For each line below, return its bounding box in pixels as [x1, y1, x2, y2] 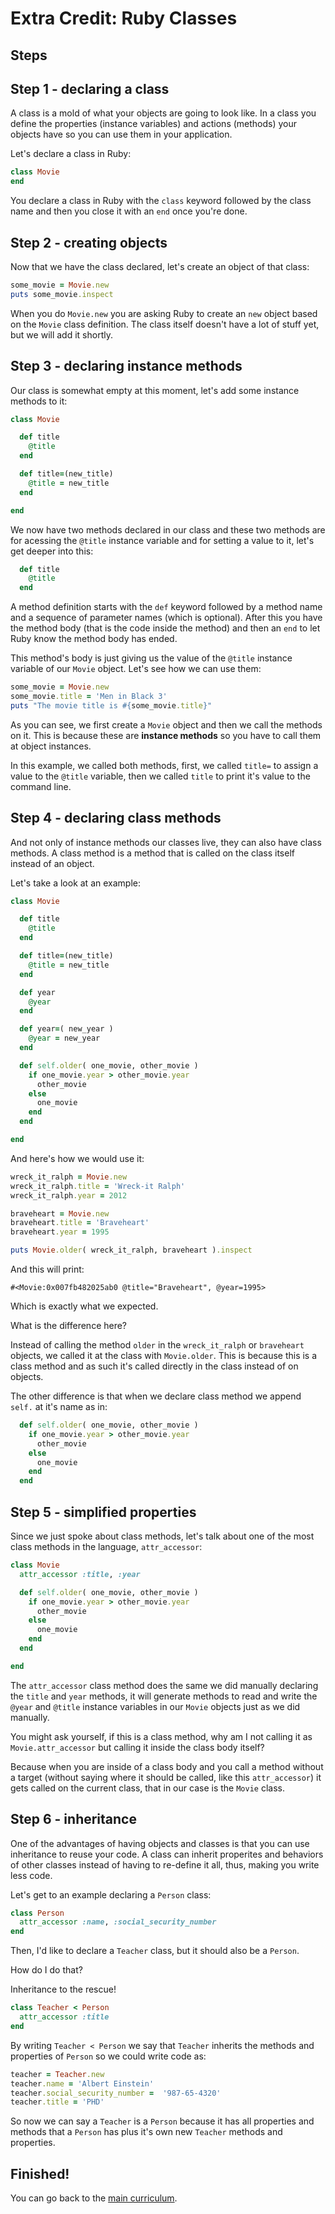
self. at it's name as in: [10, 1401, 108, 1413]
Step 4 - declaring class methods [10, 810, 222, 827]
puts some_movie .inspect [10, 289, 114, 299]
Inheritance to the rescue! [10, 1983, 117, 1996]
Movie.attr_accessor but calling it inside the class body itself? [10, 1741, 265, 1753]
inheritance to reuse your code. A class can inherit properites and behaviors [10, 1848, 324, 1860]
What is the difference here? [10, 1320, 128, 1332]
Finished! [10, 2165, 70, 2182]
